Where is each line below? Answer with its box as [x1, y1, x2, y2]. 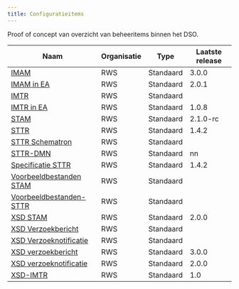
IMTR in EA [11, 102, 48, 112]
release [196, 55, 222, 65]
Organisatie [100, 51, 142, 61]
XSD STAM [11, 212, 48, 222]
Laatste [196, 47, 222, 57]
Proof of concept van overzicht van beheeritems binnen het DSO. [7, 30, 199, 38]
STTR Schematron [11, 136, 73, 146]
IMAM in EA [11, 79, 50, 89]
